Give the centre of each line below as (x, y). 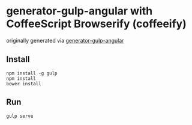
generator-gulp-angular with (79, 11)
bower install (24, 84)
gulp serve (20, 116)
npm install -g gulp (32, 73)
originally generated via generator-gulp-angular (65, 40)
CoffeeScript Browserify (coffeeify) (97, 24)
